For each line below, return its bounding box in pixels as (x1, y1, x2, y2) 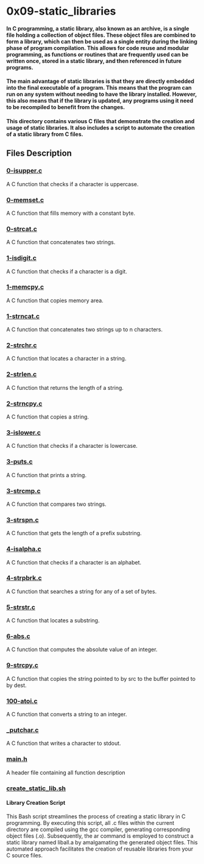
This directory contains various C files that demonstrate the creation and (6, 117, 195, 124)
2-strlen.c (6, 370, 37, 379)
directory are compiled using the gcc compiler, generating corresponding (6, 826, 191, 833)
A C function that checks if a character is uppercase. (6, 180, 139, 187)
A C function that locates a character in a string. (6, 355, 127, 362)
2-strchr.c (6, 341, 37, 350)
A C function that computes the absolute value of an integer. (6, 646, 158, 653)
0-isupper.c (6, 167, 43, 175)
